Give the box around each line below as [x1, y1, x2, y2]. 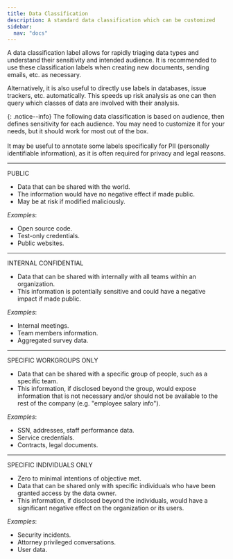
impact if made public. [17, 294, 82, 303]
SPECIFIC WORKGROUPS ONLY [7, 356, 98, 365]
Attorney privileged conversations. [17, 538, 116, 547]
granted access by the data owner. [17, 489, 117, 497]
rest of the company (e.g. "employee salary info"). [17, 399, 161, 408]
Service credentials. [17, 433, 75, 442]
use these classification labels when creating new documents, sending [7, 63, 209, 72]
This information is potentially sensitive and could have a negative [17, 287, 206, 296]
